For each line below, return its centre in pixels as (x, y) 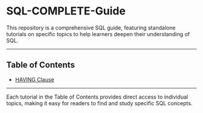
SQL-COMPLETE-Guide (66, 11)
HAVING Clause (34, 79)
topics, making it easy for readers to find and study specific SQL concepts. (99, 103)
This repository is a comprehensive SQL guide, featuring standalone (91, 28)
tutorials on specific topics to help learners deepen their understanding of (98, 34)
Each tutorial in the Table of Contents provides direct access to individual (97, 97)
